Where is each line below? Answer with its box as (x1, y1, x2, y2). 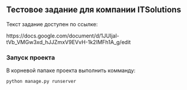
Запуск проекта (6, 53, 55, 61)
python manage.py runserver (6, 79, 77, 85)
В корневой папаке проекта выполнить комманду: (6, 67, 136, 74)
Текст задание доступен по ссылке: (6, 20, 98, 27)
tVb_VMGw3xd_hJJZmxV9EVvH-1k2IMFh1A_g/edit (6, 38, 131, 45)
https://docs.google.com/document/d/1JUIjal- (6, 32, 120, 39)
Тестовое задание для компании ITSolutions (6, 5, 182, 15)
